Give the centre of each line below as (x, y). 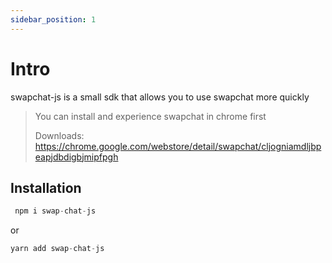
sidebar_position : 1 (53, 19)
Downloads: (59, 135)
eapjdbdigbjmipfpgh (76, 157)
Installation (46, 187)
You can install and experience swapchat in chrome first (150, 116)
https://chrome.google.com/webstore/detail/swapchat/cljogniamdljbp (178, 146)
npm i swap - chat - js (55, 211)
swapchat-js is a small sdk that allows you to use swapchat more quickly (160, 97)
